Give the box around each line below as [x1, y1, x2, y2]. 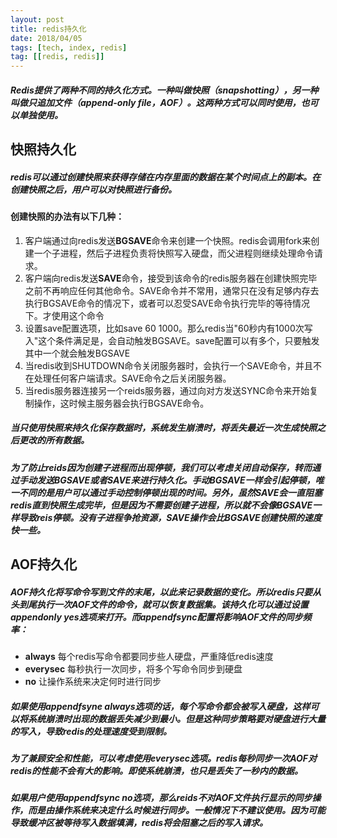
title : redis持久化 [10, 24, 87, 34]
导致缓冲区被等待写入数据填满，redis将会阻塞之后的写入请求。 [10, 817, 269, 829]
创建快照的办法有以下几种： [10, 211, 125, 223]
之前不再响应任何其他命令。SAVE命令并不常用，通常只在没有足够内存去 [24, 284, 320, 296]
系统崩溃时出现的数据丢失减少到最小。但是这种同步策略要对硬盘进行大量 [27, 712, 326, 725]
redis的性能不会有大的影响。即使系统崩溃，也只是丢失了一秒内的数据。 [10, 764, 304, 776]
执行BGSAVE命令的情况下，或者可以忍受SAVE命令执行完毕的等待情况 [24, 297, 310, 309]
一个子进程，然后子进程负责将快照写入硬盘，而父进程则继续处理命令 [33, 247, 315, 259]
